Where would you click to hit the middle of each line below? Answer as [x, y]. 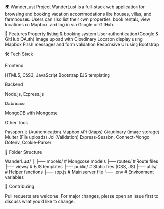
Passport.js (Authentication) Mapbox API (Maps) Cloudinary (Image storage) [82, 132]
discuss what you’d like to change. [40, 201]
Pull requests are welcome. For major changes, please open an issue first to [82, 196]
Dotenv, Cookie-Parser [28, 142]
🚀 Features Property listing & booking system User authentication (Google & [82, 34]
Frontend [14, 65]
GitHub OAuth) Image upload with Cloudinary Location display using [74, 39]
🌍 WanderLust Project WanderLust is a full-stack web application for [75, 7]
